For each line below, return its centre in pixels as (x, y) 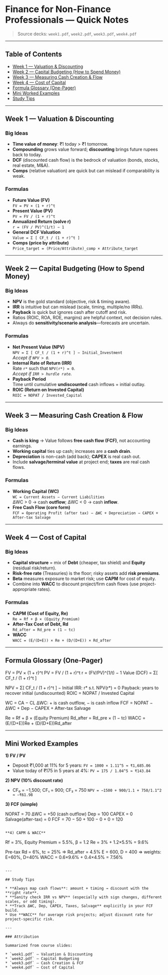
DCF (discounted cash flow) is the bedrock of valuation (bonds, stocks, (86, 160)
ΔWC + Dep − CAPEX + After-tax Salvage (48, 708)
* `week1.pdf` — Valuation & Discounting (49, 954)
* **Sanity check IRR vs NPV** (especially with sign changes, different (84, 897)
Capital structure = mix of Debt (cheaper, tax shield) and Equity (79, 563)
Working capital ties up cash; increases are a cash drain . (72, 451)
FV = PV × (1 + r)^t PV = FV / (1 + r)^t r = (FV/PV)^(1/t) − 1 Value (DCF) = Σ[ (81, 673)
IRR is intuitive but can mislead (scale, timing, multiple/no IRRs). (78, 307)
